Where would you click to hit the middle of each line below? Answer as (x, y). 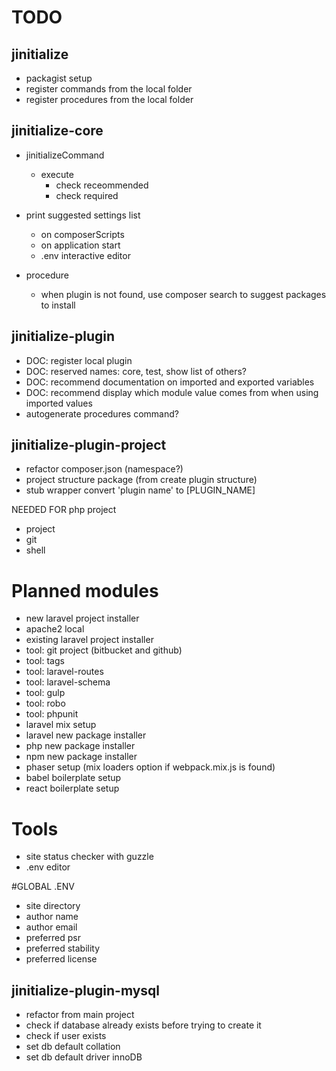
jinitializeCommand (65, 155)
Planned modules (85, 590)
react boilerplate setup (72, 788)
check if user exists (66, 1036)
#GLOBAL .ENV (43, 887)
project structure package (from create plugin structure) (141, 480)
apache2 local (55, 629)
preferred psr (53, 938)
